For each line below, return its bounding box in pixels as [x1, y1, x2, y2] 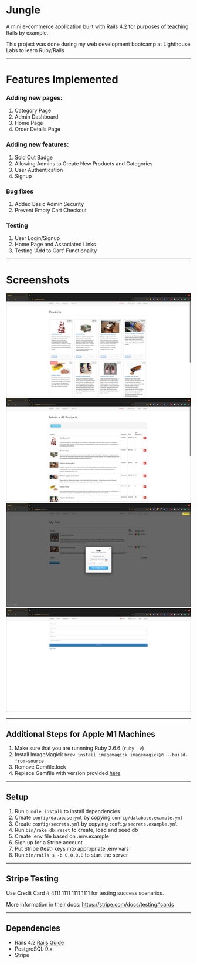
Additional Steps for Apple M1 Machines [6, 729, 155, 739]
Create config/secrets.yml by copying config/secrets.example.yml [14, 820, 178, 827]
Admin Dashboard [14, 113, 59, 120]
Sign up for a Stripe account [14, 838, 83, 845]
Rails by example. [6, 29, 49, 36]
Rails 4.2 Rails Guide [14, 939, 64, 946]
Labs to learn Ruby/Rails [6, 46, 64, 53]
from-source [14, 758, 44, 765]
